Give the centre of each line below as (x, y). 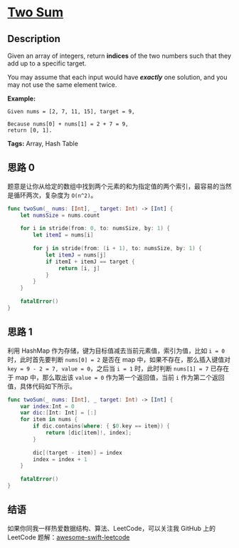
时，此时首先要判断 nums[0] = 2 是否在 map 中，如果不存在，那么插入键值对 (119, 359)
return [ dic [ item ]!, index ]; (89, 433)
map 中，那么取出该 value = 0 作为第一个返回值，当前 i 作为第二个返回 (120, 377)
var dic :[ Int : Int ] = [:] (59, 413)
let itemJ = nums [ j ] (76, 255)
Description (34, 39)
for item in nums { (49, 420)
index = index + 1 (60, 459)
